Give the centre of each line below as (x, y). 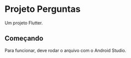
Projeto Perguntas (43, 9)
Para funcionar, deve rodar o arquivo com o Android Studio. (65, 50)
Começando (24, 38)
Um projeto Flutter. (24, 23)
